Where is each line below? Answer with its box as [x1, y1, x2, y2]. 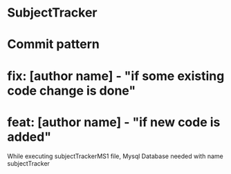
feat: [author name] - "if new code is [7, 114, 221, 130]
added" [7, 129, 52, 144]
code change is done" [7, 83, 136, 98]
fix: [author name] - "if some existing [7, 68, 225, 84]
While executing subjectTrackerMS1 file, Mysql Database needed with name [7, 152, 223, 160]
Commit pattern [7, 37, 100, 52]
